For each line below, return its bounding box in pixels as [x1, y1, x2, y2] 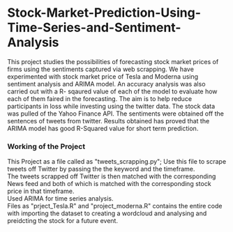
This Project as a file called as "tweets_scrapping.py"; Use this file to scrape [7, 157, 227, 166]
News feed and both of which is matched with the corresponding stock [7, 180, 211, 188]
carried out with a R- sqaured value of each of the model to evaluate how [7, 87, 218, 95]
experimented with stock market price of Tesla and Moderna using [7, 72, 199, 81]
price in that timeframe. [7, 187, 75, 196]
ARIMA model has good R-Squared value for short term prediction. [7, 124, 199, 132]
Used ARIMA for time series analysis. [7, 194, 114, 203]
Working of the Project [7, 141, 86, 151]
